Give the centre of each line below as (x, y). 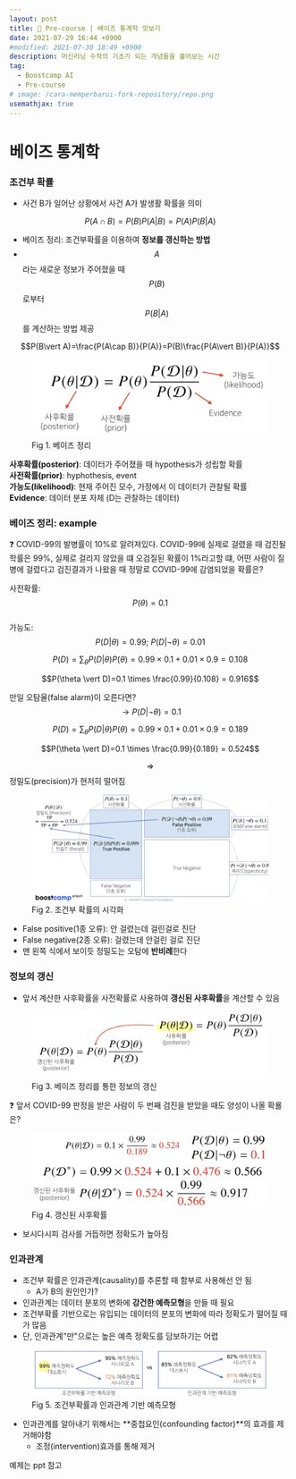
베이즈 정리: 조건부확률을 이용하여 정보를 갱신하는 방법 (116, 239)
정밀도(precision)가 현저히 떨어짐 (68, 782)
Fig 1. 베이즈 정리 (62, 445)
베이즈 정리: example (53, 523)
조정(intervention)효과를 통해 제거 (95, 1446)
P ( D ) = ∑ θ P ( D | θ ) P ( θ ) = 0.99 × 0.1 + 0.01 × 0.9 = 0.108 (150, 660)
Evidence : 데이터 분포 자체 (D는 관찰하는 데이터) (95, 498)
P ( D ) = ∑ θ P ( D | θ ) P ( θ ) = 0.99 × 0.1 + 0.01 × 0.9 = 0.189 (150, 731)
